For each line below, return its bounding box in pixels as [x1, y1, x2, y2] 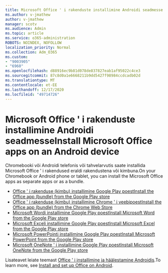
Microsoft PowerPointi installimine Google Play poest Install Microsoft [12, 231, 155, 237]
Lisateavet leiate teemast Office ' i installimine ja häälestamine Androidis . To [5, 257, 161, 263]
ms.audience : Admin [5, 26, 46, 31]
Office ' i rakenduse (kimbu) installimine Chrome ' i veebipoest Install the [12, 199, 162, 205]
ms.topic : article [5, 31, 44, 36]
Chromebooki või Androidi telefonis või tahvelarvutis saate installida [5, 162, 146, 169]
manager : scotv [5, 21, 37, 27]
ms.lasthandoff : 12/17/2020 [5, 87, 64, 92]
